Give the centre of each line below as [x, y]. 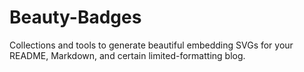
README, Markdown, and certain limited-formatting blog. [127, 55]
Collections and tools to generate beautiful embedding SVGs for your [151, 45]
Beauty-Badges [75, 17]
